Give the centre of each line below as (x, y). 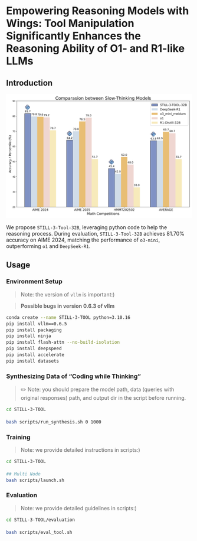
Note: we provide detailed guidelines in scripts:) (78, 508)
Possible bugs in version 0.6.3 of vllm (68, 306)
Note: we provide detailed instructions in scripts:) (80, 450)
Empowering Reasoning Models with (98, 11)
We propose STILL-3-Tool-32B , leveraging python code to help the (87, 227)
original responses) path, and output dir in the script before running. (103, 398)
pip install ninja (29, 336)
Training (18, 437)
